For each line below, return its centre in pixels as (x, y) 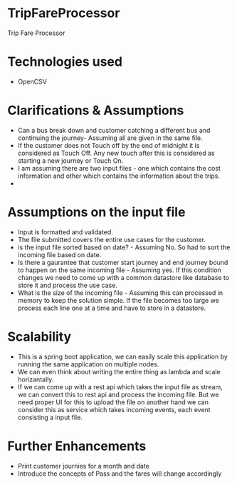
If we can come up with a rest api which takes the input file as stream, (120, 386)
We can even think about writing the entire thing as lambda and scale (119, 371)
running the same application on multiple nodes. (88, 364)
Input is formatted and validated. (65, 232)
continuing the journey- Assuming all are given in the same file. (110, 138)
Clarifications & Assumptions (96, 110)
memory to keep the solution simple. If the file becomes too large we (118, 300)
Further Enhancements (77, 446)
